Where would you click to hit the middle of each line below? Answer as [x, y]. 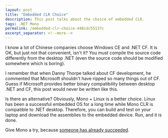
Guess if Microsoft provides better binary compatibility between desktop [80, 84]
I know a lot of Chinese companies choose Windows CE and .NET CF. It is [81, 47]
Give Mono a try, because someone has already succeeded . [67, 130]
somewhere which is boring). [35, 63]
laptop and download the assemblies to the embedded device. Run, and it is [83, 115]
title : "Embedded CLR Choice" [37, 15]
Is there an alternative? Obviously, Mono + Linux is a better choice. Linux [80, 99]
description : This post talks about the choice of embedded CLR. [75, 19]
